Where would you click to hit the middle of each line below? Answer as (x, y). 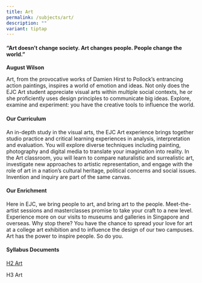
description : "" (27, 23)
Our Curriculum (26, 119)
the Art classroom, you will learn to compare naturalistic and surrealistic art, (100, 158)
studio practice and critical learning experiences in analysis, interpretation (98, 138)
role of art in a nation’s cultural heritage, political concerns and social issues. (101, 170)
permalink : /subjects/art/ (40, 17)
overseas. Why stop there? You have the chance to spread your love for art (99, 223)
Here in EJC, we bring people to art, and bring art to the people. (85, 204)
